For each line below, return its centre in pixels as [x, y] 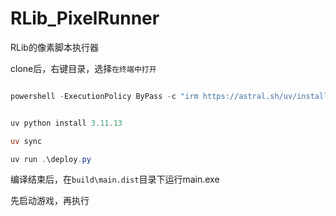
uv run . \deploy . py [51, 159]
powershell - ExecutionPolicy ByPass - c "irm [104, 96]
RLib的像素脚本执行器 [54, 47]
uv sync [26, 141]
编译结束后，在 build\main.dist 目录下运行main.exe [115, 179]
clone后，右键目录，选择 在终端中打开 [83, 68]
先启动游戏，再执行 [50, 201]
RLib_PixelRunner [85, 18]
